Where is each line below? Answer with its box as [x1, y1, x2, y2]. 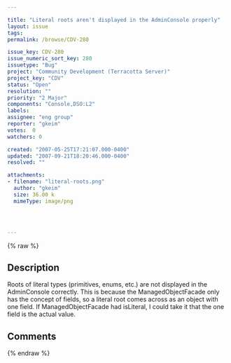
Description [7, 261, 59, 273]
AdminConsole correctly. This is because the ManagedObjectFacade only [7, 288, 220, 296]
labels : [7, 107, 30, 114]
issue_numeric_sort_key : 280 [7, 55, 92, 62]
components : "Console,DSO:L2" [7, 101, 96, 108]
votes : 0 [7, 127, 36, 134]
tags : [7, 29, 23, 36]
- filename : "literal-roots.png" [7, 178, 105, 186]
